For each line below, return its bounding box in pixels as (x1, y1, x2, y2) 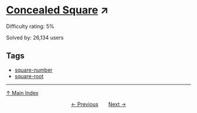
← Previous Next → (70, 100, 127, 108)
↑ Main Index (6, 89, 39, 96)
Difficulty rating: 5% (6, 23, 55, 30)
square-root (14, 72, 44, 79)
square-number (14, 66, 53, 73)
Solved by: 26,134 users (6, 34, 64, 41)
